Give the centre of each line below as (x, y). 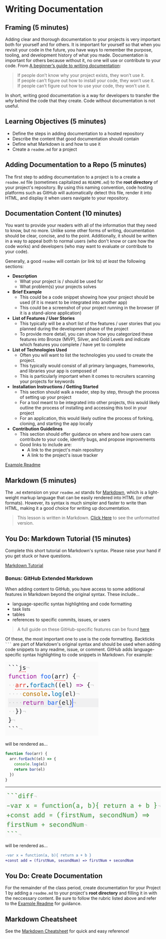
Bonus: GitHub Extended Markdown (49, 578)
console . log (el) (31, 764)
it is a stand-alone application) (50, 313)
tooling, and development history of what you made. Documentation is (77, 55)
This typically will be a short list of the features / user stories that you (90, 324)
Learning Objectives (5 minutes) (56, 122)
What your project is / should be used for (61, 282)
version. (25, 523)
